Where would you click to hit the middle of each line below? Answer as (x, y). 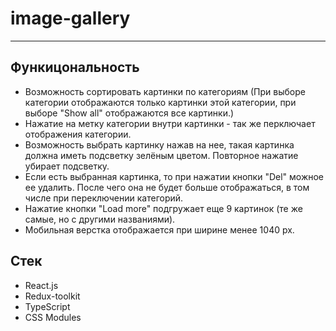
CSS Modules (53, 317)
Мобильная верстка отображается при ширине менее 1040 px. (159, 229)
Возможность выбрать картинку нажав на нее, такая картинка (159, 144)
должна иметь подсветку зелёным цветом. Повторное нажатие (161, 155)
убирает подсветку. (67, 166)
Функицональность (75, 67)
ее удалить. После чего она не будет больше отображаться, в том (167, 187)
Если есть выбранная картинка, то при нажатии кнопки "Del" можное (174, 176)
